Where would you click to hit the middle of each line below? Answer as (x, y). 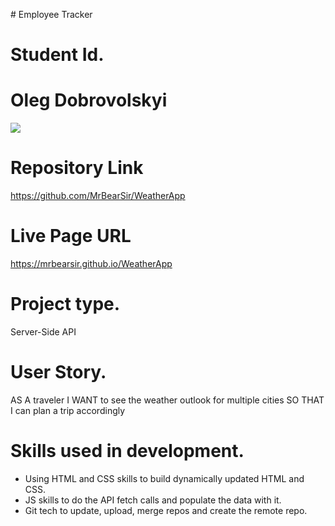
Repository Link (77, 168)
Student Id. (57, 55)
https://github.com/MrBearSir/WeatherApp (98, 196)
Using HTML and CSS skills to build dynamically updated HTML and (164, 478)
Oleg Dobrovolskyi (89, 100)
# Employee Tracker (51, 14)
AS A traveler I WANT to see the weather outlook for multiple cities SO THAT (167, 400)
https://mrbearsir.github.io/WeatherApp (91, 263)
